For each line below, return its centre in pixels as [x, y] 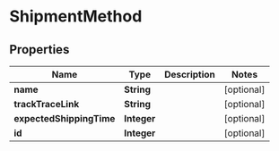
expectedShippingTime [65, 118]
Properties [39, 50]
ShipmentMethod [76, 17]
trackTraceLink [47, 104]
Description [190, 75]
